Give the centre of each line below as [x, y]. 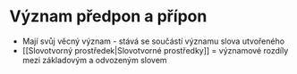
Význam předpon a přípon [108, 16]
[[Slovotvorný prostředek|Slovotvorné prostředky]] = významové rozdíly [155, 50]
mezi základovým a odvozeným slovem [94, 60]
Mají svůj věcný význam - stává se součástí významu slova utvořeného [153, 41]
